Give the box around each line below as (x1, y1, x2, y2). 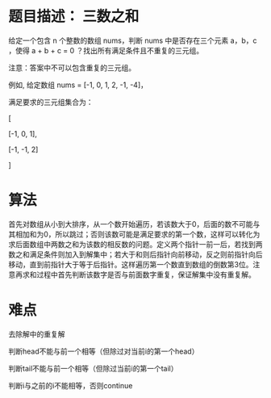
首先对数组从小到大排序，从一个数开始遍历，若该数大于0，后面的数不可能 (8, 219, 253, 228)
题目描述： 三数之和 (8, 7, 140, 26)
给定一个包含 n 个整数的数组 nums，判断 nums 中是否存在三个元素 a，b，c (8, 36, 257, 45)
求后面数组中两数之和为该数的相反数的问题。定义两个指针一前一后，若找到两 (8, 239, 263, 249)
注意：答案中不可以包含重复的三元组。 (8, 62, 135, 73)
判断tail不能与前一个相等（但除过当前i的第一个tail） (8, 363, 178, 373)
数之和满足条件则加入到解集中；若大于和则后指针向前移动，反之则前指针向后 (8, 249, 263, 259)
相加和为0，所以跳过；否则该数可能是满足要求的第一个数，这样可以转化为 (15, 229, 261, 239)
